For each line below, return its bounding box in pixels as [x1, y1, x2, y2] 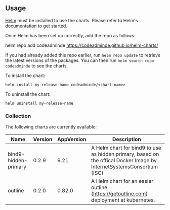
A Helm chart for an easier [91, 178, 153, 185]
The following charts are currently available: [5, 124, 97, 130]
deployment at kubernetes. [91, 196, 155, 203]
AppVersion [57, 136, 87, 143]
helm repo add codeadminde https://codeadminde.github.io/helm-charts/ [5, 42, 158, 48]
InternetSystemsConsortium [91, 163, 158, 170]
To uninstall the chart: [5, 91, 51, 97]
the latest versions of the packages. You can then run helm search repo [5, 57, 154, 63]
